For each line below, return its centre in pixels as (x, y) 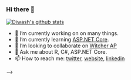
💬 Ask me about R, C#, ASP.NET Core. (61, 52)
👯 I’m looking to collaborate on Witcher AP (66, 46)
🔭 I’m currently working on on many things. (67, 33)
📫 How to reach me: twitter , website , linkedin (70, 58)
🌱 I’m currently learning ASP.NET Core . (62, 40)
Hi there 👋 (21, 9)
